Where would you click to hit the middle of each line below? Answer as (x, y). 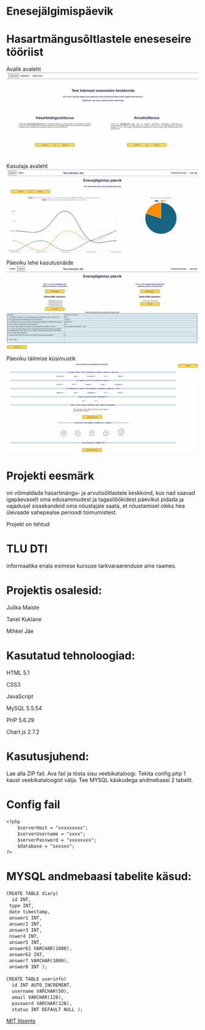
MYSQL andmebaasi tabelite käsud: (99, 876)
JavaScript (20, 696)
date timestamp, (30, 911)
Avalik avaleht (24, 69)
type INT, (21, 905)
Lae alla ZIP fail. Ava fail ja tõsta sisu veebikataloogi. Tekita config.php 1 (96, 773)
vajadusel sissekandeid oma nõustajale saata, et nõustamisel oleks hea (95, 506)
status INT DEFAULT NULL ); (48, 1009)
